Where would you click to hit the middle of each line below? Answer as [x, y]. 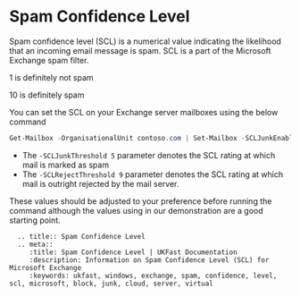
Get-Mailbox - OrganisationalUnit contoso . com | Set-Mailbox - [127, 138]
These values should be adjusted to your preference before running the [141, 201]
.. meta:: [35, 244]
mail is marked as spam [66, 165]
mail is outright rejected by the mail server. [100, 183]
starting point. [35, 220]
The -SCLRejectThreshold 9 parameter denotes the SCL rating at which [153, 174]
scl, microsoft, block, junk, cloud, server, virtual [112, 284]
